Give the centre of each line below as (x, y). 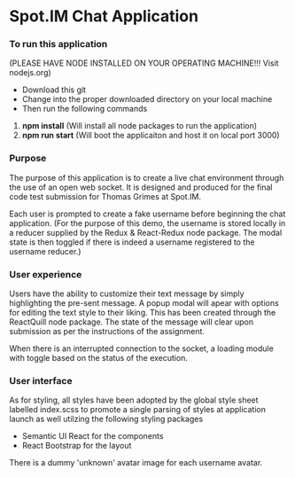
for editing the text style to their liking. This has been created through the (143, 313)
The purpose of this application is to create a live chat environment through (147, 177)
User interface (41, 381)
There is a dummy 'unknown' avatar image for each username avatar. (136, 463)
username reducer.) (45, 251)
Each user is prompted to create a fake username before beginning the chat (147, 214)
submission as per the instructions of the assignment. (107, 332)
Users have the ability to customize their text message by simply (127, 293)
